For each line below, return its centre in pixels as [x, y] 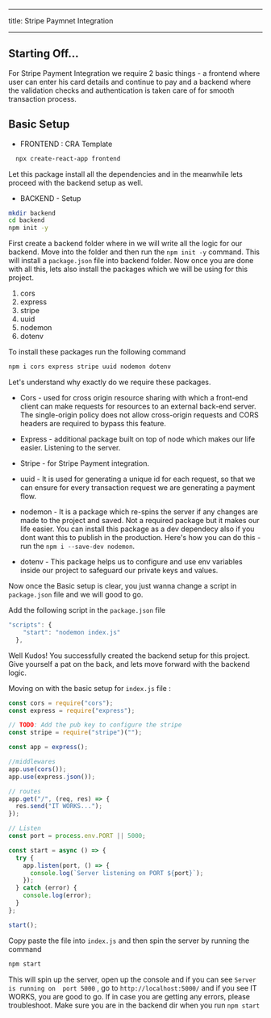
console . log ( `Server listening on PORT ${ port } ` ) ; [117, 873]
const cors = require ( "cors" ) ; [61, 703]
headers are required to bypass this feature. [93, 423]
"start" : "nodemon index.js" [72, 632]
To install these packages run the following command [97, 352]
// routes [25, 791]
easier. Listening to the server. [70, 448]
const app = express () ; [48, 748]
